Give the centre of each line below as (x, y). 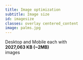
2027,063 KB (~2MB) (27, 47)
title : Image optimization (33, 10)
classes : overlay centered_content (42, 23)
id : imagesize (20, 19)
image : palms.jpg (23, 28)
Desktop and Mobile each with (36, 42)
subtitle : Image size (27, 14)
